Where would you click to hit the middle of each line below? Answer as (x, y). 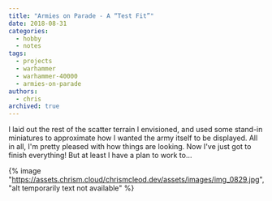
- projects (34, 62)
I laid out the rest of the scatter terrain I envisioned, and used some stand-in (136, 130)
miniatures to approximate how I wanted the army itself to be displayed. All (133, 138)
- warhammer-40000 (47, 76)
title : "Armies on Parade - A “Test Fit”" (81, 16)
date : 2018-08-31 (38, 24)
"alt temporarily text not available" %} (71, 188)
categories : (28, 31)
